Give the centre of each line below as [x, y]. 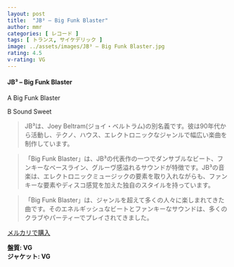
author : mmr [25, 27]
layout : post [26, 14]
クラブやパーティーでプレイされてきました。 [89, 217]
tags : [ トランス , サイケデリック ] [55, 40]
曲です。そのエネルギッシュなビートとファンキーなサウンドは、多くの [126, 209]
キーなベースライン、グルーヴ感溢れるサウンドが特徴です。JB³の [125, 167]
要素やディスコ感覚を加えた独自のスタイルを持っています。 [129, 185]
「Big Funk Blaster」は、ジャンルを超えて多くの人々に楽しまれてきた [124, 200]
